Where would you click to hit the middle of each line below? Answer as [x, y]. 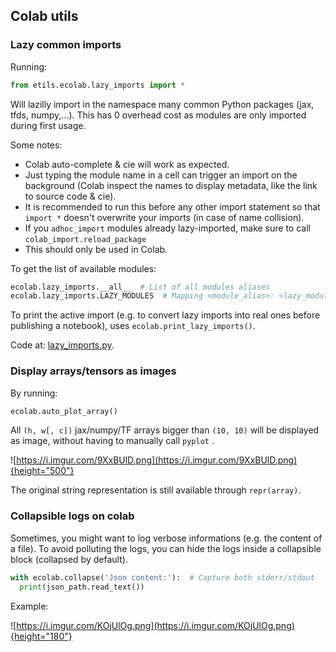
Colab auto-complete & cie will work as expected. [127, 164]
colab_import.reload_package [85, 239]
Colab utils [44, 16]
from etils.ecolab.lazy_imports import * [98, 85]
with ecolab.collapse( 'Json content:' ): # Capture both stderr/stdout [162, 577]
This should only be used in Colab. [96, 249]
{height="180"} [41, 636]
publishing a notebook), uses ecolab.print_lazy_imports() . [133, 326]
